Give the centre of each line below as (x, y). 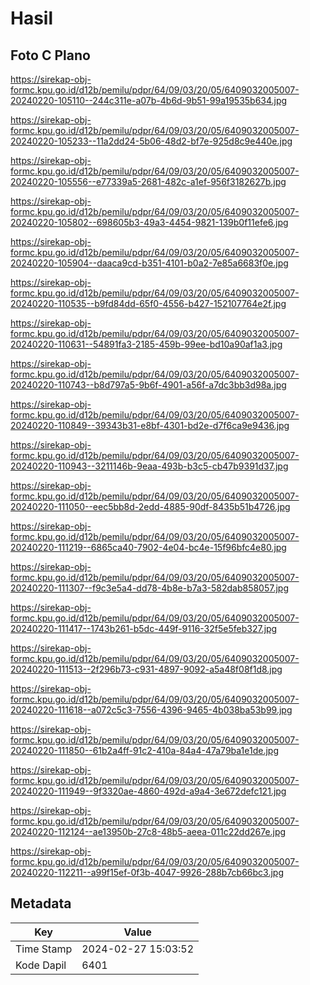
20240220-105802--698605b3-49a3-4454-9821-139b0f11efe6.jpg (149, 222)
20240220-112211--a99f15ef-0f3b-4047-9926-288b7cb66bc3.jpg (147, 872)
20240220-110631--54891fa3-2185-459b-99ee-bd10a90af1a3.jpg (146, 344)
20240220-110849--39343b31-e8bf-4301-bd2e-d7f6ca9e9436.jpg (150, 425)
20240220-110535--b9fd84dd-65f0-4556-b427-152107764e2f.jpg (148, 303)
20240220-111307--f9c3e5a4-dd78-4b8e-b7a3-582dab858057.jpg (150, 588)
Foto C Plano (50, 55)
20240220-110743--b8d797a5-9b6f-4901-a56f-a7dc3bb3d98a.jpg (148, 385)
